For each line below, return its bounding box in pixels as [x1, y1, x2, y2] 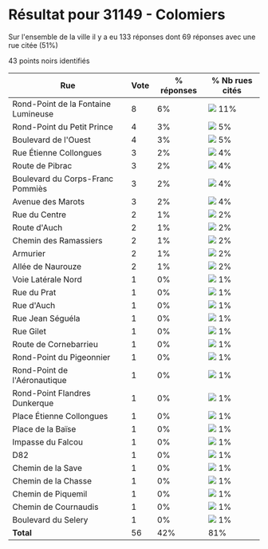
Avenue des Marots [12, 196, 85, 207]
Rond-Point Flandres [12, 387, 91, 398]
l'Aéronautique [12, 374, 67, 385]
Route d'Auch [12, 222, 63, 233]
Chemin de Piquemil [12, 488, 88, 500]
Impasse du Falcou [12, 436, 84, 448]
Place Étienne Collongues [12, 410, 108, 421]
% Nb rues [211, 74, 253, 85]
